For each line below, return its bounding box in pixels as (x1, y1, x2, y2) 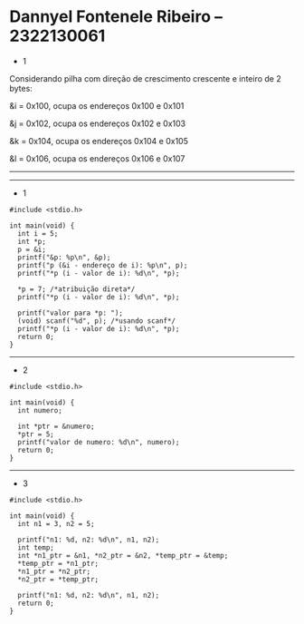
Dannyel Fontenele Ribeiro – (9, 6, 223, 27)
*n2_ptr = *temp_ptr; (17, 574, 100, 584)
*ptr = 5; (17, 429, 54, 439)
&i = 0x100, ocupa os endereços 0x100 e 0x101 (9, 100, 185, 111)
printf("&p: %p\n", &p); (17, 252, 111, 262)
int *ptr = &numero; (17, 422, 95, 431)
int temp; (17, 542, 54, 552)
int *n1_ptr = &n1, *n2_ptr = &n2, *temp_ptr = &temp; (17, 551, 229, 560)
